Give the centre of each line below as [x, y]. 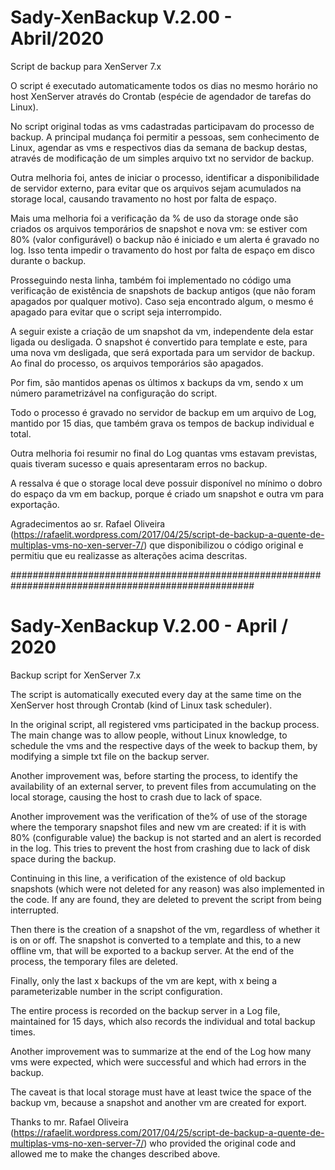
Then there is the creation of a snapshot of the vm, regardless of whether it [165, 929]
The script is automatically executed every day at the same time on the [156, 694]
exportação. [35, 504]
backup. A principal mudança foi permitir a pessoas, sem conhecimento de [165, 137]
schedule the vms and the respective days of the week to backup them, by [164, 745]
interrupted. [35, 910]
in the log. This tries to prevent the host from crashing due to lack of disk [160, 848]
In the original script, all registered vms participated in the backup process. [165, 724]
